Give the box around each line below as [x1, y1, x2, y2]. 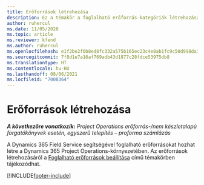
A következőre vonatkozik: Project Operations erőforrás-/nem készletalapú [7, 123, 197, 130]
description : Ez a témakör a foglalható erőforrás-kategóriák [7, 15, 167, 21]
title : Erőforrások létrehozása [7, 8, 88, 15]
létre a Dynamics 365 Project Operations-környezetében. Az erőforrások [7, 147, 188, 155]
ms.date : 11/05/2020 [7, 25, 59, 32]
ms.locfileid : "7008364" [7, 76, 70, 82]
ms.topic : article [7, 32, 53, 38]
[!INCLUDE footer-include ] [7, 172, 71, 180]
